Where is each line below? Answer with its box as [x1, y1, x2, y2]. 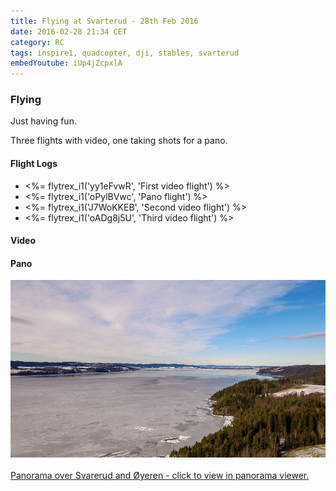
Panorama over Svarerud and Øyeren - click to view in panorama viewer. [10, 470, 310, 482]
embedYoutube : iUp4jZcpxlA [10, 58, 123, 69]
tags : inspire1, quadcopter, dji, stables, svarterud [10, 48, 240, 58]
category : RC [10, 37, 65, 47]
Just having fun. [10, 115, 77, 127]
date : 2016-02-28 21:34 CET [10, 26, 128, 37]
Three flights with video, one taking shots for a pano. [10, 135, 228, 147]
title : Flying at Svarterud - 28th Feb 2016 [10, 16, 199, 26]
